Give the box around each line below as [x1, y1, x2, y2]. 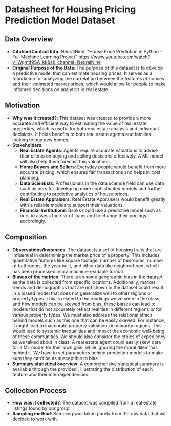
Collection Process [5, 386, 67, 395]
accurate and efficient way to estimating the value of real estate [12, 120, 147, 126]
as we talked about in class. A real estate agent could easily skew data [12, 339, 161, 345]
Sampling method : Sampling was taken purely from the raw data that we [12, 411, 166, 417]
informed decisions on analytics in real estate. [12, 86, 110, 93]
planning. [19, 174, 40, 181]
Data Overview [5, 35, 53, 43]
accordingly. [19, 218, 47, 224]
